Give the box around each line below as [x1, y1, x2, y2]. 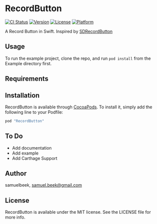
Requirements [5, 75, 48, 83]
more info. [5, 214, 26, 220]
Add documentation [12, 145, 52, 151]
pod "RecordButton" [5, 119, 45, 123]
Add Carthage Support [12, 155, 58, 161]
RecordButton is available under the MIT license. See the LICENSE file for [5, 209, 151, 215]
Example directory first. [5, 60, 52, 66]
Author [5, 170, 27, 178]
